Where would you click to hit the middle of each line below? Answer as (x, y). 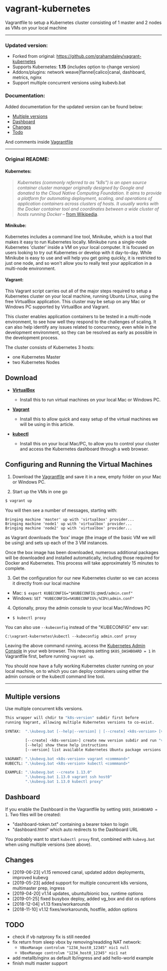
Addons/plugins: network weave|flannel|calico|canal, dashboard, (79, 72)
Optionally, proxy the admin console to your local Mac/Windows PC (81, 608)
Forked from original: (34, 56)
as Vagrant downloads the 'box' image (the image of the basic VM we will (80, 537)
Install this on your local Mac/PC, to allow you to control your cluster (90, 443)
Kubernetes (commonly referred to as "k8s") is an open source (82, 182)
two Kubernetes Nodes (36, 363)
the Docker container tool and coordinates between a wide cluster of (88, 209)
